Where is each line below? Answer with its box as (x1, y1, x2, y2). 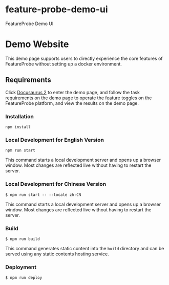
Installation (5, 113, 34, 120)
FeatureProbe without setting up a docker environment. (5, 60, 122, 67)
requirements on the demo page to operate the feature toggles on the (5, 95, 152, 101)
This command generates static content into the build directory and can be (5, 245, 164, 251)
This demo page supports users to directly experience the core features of (5, 55, 163, 61)
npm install (5, 124, 31, 129)
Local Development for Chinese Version (5, 181, 107, 188)
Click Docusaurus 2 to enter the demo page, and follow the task (5, 89, 140, 95)
